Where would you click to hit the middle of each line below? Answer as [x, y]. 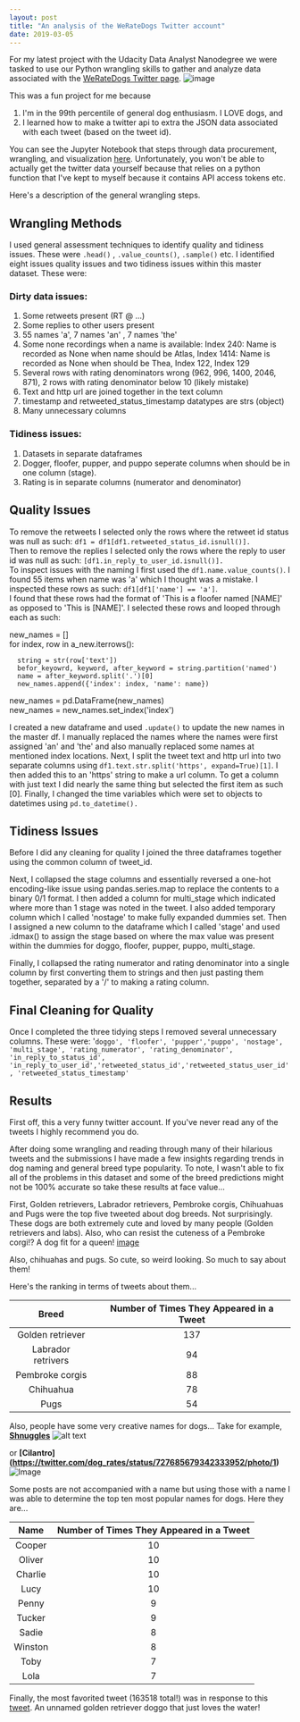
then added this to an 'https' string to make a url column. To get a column [144, 775]
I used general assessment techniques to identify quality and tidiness [137, 245]
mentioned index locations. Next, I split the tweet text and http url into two [145, 755]
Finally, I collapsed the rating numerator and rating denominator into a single [150, 963]
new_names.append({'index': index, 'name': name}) [113, 684]
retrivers [51, 1361]
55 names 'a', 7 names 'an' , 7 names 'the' [100, 335]
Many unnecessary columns [74, 411]
